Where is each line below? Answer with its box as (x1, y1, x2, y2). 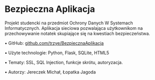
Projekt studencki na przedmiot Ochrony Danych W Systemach (4, 20, 133, 26)
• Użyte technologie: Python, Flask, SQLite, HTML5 (4, 50, 109, 56)
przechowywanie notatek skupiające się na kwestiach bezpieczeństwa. (4, 30, 151, 36)
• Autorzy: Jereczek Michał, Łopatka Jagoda (4, 69, 96, 75)
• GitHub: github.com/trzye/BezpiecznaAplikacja (4, 40, 104, 46)
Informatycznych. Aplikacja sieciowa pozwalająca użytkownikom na (4, 25, 143, 31)
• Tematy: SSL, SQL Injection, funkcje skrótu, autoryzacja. (4, 59, 123, 65)
